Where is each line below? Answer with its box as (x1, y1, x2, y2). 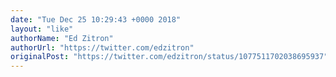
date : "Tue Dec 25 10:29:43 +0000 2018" (10, 14, 182, 25)
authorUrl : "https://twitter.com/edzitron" (10, 42, 195, 53)
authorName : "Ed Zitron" (10, 33, 114, 43)
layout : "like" (10, 24, 74, 34)
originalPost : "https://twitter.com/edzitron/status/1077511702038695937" (10, 52, 329, 62)
